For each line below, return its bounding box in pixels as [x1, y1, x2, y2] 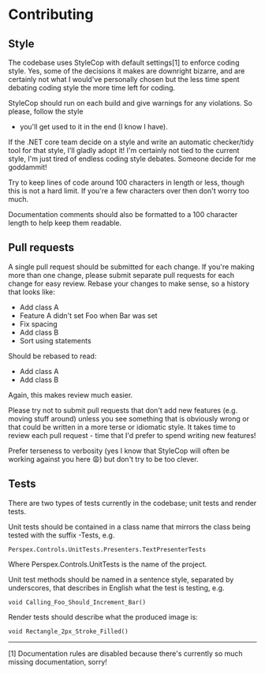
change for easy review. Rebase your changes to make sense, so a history [8, 279, 250, 288]
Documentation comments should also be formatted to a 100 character [8, 210, 238, 219]
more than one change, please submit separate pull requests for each [8, 270, 235, 279]
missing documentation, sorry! [8, 657, 108, 666]
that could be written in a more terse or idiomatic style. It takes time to [8, 422, 236, 432]
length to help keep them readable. [8, 219, 122, 227]
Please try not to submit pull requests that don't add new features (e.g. [8, 405, 238, 415]
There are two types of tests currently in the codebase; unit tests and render [8, 498, 257, 507]
